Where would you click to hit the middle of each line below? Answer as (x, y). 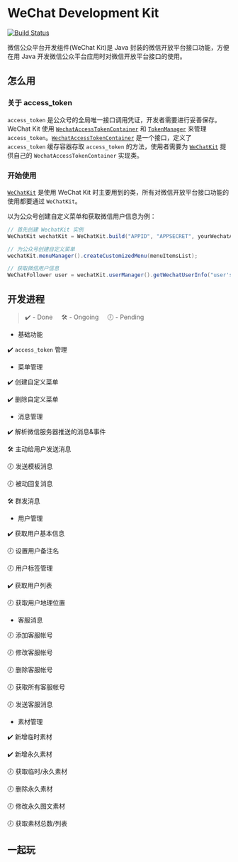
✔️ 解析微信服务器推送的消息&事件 (57, 431)
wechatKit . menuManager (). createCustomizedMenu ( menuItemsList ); (103, 256)
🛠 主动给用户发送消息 (39, 448)
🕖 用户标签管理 (30, 568)
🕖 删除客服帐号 (30, 669)
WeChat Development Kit (83, 13)
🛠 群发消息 (24, 501)
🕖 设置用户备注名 (33, 550)
